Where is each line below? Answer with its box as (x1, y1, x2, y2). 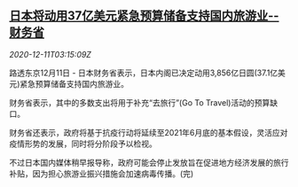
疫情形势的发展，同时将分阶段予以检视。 (9, 138, 157, 149)
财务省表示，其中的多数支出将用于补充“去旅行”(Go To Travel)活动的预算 (9, 97, 271, 108)
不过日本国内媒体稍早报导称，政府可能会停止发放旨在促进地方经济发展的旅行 (9, 157, 289, 168)
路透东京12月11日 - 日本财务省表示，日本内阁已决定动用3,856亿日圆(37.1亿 (9, 67, 278, 78)
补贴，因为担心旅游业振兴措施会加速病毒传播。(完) (9, 168, 194, 179)
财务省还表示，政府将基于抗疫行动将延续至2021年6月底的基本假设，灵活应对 (9, 127, 288, 137)
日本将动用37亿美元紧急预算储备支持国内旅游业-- (9, 8, 279, 24)
